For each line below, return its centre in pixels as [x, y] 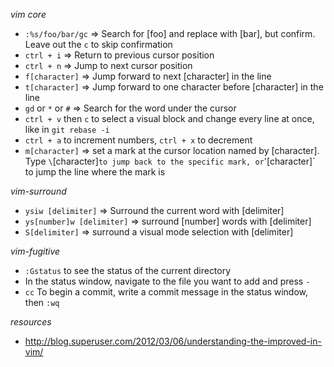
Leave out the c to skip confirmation [98, 44]
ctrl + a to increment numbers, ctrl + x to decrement [138, 140]
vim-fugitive [35, 251]
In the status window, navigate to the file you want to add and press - [167, 281]
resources [31, 322]
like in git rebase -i [67, 129]
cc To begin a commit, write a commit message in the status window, [166, 292]
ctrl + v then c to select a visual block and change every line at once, [169, 118]
